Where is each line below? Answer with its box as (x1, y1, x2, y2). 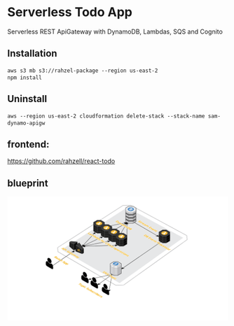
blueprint (7, 177, 48, 189)
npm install (7, 74, 42, 81)
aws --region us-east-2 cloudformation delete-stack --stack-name (7, 113, 205, 120)
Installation (7, 48, 57, 59)
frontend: (7, 138, 50, 150)
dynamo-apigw (7, 120, 46, 127)
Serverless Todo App (7, 4, 133, 20)
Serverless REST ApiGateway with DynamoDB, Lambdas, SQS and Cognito (7, 27, 223, 36)
